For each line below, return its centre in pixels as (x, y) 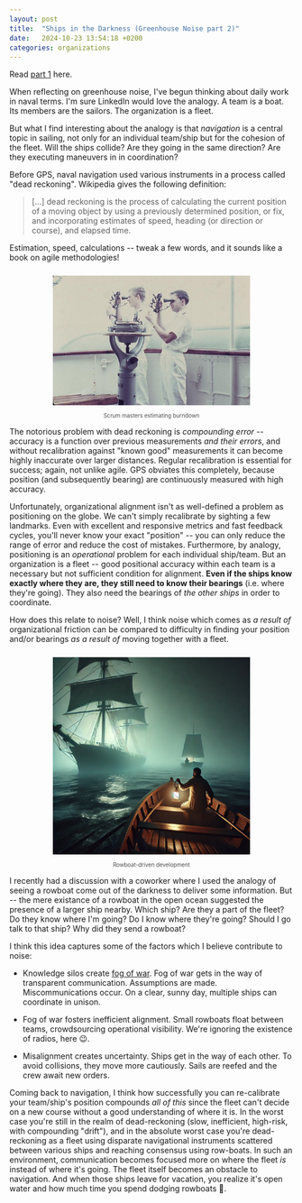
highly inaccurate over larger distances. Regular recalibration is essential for (151, 461)
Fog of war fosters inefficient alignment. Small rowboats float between (153, 1020)
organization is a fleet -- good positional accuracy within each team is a (142, 565)
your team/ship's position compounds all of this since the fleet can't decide (150, 1102)
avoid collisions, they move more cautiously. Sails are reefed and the (150, 1066)
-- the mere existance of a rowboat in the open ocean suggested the (137, 900)
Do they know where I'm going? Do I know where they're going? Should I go (150, 919)
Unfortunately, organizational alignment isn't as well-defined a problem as (146, 507)
